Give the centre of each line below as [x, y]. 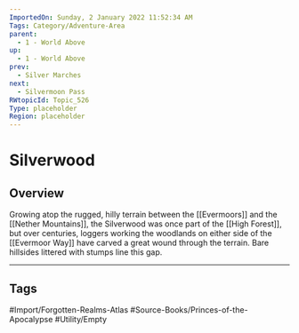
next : [19, 83]
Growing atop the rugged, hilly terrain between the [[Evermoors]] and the [143, 215]
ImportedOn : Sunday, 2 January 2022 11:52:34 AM [101, 17]
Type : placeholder [43, 108]
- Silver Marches [49, 75]
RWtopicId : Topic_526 [49, 100]
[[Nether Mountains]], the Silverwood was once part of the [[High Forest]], [145, 224]
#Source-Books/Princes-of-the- [189, 309]
